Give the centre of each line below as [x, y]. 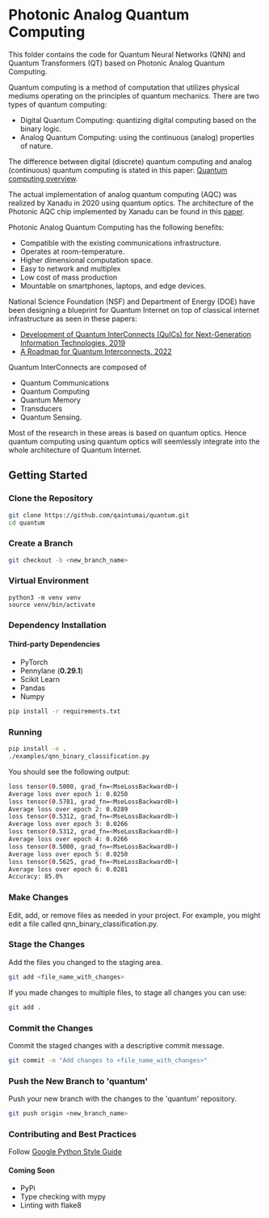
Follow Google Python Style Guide [65, 1152]
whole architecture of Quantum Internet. [75, 449]
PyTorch [34, 662]
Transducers [41, 408]
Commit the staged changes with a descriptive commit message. [116, 1045]
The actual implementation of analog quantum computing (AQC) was [122, 194]
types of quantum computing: [58, 104]
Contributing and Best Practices [73, 1134]
